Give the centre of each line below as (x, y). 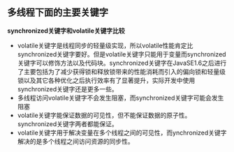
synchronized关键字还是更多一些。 (67, 89)
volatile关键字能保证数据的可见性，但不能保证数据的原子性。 (104, 115)
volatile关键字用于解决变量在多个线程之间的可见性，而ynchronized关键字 (122, 132)
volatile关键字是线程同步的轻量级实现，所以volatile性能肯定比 (105, 45)
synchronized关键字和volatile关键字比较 (66, 31)
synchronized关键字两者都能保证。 (67, 123)
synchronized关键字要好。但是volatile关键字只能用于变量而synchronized (122, 54)
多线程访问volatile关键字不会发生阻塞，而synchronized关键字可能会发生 (120, 98)
